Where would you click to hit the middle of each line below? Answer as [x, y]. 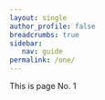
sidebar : [26, 43]
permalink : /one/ [42, 60]
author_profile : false [52, 26]
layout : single [38, 18]
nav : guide [42, 52]
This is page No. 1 [43, 86]
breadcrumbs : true [44, 35]
